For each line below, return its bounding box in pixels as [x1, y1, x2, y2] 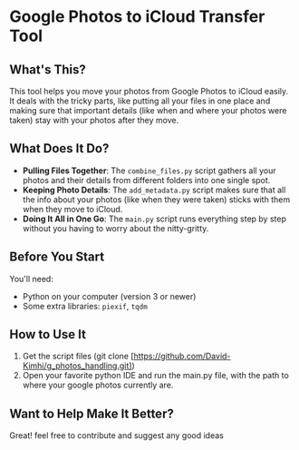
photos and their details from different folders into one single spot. [22, 174, 271, 185]
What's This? [9, 62, 86, 77]
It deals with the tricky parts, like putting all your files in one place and [9, 95, 271, 106]
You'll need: [9, 273, 54, 284]
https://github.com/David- [133, 351, 231, 362]
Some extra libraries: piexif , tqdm [22, 300, 148, 311]
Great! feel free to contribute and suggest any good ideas [9, 430, 224, 441]
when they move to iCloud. [22, 203, 123, 214]
